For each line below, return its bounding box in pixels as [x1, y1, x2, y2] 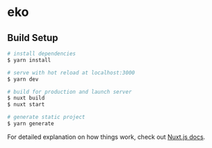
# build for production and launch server [7, 88, 132, 95]
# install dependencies [7, 50, 76, 57]
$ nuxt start [7, 101, 45, 108]
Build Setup [7, 32, 58, 44]
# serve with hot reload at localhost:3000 [7, 69, 136, 76]
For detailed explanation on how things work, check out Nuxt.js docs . [7, 133, 206, 141]
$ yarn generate [7, 120, 54, 127]
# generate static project [7, 114, 85, 121]
